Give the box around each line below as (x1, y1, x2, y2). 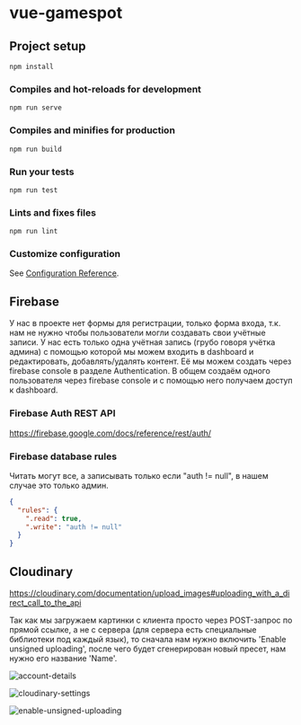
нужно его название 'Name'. (9, 652, 118, 663)
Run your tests (9, 165, 75, 178)
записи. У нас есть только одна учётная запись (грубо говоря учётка (9, 337, 276, 348)
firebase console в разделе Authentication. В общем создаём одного (9, 366, 271, 376)
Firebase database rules (9, 450, 118, 463)
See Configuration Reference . (9, 268, 120, 279)
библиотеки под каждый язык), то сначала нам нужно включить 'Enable (9, 633, 287, 644)
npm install (9, 62, 54, 71)
